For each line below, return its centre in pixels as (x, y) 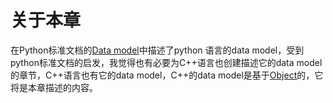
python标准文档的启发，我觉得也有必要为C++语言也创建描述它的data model (166, 62)
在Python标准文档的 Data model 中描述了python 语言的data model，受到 (157, 50)
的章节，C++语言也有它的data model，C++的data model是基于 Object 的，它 (167, 75)
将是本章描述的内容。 (54, 87)
